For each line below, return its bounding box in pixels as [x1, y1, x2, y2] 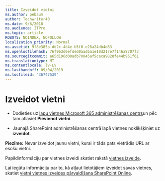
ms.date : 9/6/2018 [5, 21, 43, 26]
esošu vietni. [5, 145, 31, 151]
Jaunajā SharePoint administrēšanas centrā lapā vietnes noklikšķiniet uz [12, 125, 160, 131]
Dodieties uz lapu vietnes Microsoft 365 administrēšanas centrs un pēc [12, 110, 158, 116]
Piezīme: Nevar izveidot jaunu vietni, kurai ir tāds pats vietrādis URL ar [5, 140, 150, 146]
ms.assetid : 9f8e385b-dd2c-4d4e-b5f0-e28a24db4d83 [5, 44, 112, 49]
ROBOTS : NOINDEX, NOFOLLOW [5, 35, 61, 40]
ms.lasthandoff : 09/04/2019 [5, 68, 64, 73]
